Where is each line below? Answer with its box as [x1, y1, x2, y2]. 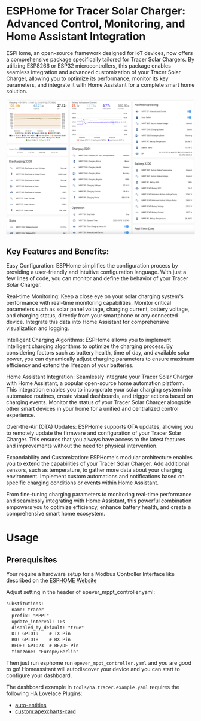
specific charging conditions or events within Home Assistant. [6, 479, 159, 486]
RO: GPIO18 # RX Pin [11, 637, 71, 643]
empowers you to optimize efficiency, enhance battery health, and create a [6, 504, 191, 511]
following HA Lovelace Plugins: [6, 690, 83, 697]
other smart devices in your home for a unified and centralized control [6, 405, 179, 413]
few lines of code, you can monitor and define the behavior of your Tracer [6, 275, 188, 282]
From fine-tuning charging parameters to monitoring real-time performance [6, 491, 192, 498]
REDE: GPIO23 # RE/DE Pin [11, 643, 79, 649]
